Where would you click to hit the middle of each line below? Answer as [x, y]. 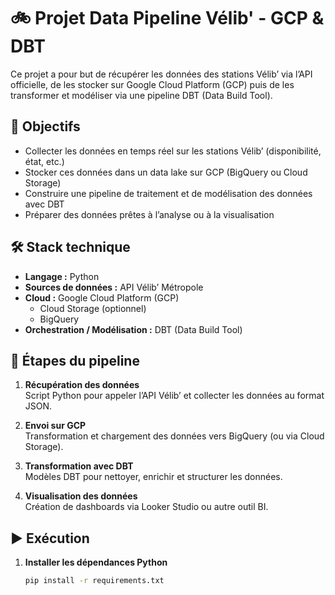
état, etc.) [44, 161]
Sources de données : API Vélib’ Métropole [114, 287]
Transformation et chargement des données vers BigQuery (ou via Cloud [174, 436]
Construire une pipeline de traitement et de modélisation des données [168, 193]
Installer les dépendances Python [96, 562]
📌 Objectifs [45, 126]
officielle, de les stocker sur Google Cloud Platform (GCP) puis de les [152, 84]
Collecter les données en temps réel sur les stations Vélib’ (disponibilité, [173, 151]
